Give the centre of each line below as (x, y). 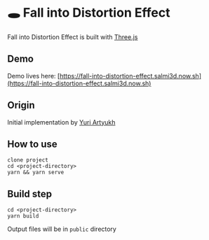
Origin (21, 105)
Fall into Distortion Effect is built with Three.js (73, 37)
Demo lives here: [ (34, 76)
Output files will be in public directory (62, 229)
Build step (30, 193)
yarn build (23, 216)
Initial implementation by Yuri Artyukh (61, 122)
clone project (28, 160)
